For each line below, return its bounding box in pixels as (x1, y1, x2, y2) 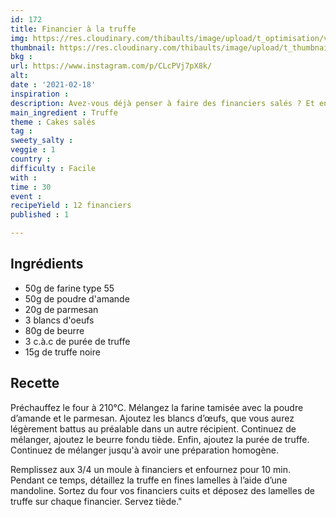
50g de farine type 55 (24, 282, 115, 294)
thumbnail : (10, 42, 56, 53)
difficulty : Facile (10, 163, 97, 173)
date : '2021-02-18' (10, 80, 97, 90)
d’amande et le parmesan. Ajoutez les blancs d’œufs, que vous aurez (10, 412, 295, 424)
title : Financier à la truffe (10, 24, 137, 34)
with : (10, 172, 38, 183)
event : (10, 191, 43, 201)
